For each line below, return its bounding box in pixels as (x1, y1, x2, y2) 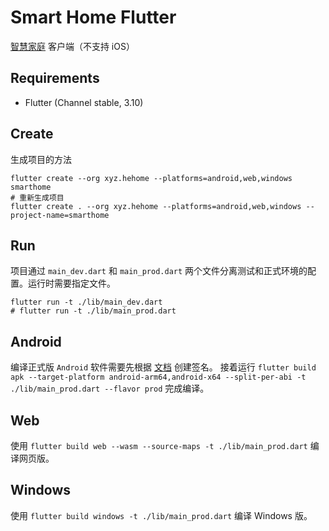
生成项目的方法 (10, 153, 72, 165)
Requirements (10, 70, 100, 87)
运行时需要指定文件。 (27, 277, 116, 290)
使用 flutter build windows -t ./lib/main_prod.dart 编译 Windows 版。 (10, 509, 313, 521)
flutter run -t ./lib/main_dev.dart (10, 297, 163, 308)
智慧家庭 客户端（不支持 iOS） (10, 40, 135, 52)
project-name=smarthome (10, 210, 110, 220)
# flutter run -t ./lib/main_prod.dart (10, 306, 177, 316)
